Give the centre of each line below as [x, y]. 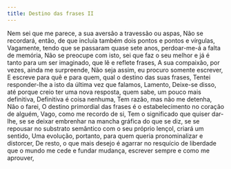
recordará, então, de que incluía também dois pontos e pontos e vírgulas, [111, 40]
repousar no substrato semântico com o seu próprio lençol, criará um [106, 128]
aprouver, [21, 158]
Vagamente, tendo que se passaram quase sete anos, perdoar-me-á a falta [114, 48]
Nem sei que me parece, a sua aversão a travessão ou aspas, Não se [105, 33]
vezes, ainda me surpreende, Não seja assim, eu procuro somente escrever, [115, 70]
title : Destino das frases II [51, 13]
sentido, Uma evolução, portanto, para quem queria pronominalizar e [105, 136]
